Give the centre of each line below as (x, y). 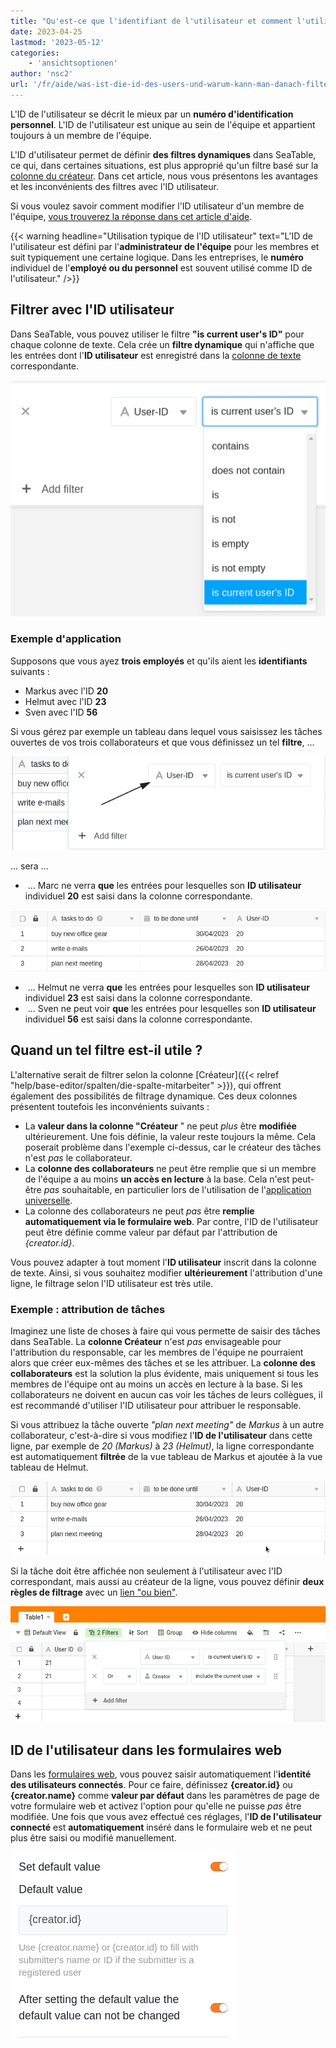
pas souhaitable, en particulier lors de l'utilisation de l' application (177, 1189)
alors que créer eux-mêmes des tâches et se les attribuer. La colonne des (163, 1363)
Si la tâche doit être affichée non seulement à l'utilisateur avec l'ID (146, 1571)
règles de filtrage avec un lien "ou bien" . (94, 1592)
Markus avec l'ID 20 (66, 691)
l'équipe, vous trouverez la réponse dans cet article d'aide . (131, 216)
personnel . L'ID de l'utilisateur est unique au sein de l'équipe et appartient (163, 124)
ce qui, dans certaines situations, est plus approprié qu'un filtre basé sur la (164, 165)
